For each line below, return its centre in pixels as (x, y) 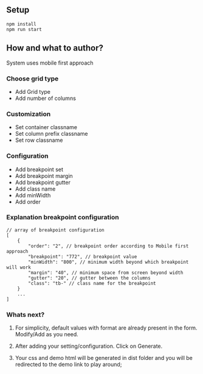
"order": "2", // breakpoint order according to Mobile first (108, 246)
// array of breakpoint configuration (55, 230)
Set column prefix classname (51, 134)
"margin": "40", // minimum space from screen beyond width (106, 273)
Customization (29, 114)
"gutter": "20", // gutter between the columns (89, 278)
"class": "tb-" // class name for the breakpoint (92, 283)
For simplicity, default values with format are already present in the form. (106, 328)
